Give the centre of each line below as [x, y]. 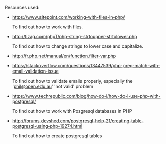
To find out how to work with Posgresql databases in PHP [72, 111]
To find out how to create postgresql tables [57, 136]
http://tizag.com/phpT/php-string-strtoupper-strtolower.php [74, 37]
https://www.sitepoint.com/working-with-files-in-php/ [68, 17]
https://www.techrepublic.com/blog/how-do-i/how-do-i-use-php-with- [86, 96]
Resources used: [22, 7]
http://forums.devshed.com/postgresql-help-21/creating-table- [78, 121]
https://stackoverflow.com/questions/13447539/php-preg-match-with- [86, 66]
